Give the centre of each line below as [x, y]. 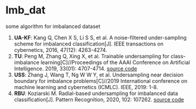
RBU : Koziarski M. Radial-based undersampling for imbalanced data [96, 93]
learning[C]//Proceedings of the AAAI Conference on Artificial [115, 62]
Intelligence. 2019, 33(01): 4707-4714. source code [75, 68]
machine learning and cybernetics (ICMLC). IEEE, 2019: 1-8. [86, 87]
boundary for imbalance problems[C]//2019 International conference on [101, 81]
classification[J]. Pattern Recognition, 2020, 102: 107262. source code [99, 99]
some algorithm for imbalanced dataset [53, 26]
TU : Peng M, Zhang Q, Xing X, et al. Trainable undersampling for [92, 56]
